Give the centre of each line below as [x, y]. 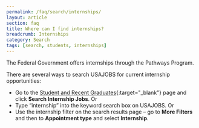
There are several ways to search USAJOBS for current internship [88, 74]
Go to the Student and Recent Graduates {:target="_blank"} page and [101, 92]
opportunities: [24, 81]
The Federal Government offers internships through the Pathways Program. [100, 62]
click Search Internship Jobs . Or [56, 99]
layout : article [27, 18]
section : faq [23, 23]
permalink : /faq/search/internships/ [54, 12]
